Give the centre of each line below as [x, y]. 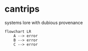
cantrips [22, 9]
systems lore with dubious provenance [44, 23]
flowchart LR [18, 31]
